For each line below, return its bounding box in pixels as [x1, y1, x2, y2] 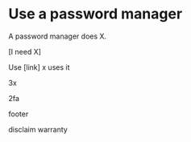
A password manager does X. [8, 31, 107, 41]
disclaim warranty [8, 124, 69, 134]
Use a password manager [8, 5, 183, 23]
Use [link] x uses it [8, 62, 70, 72]
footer [8, 109, 29, 119]
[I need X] [8, 47, 42, 56]
